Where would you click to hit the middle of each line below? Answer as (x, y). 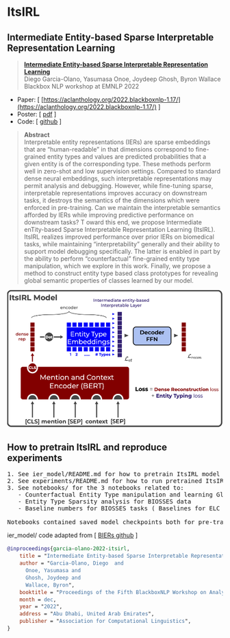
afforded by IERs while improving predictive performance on (108, 215)
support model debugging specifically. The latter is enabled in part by (122, 251)
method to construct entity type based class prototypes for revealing (121, 273)
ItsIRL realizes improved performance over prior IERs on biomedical (119, 237)
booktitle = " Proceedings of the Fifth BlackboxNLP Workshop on (113, 592)
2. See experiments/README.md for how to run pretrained (105, 481)
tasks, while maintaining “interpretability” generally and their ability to (122, 244)
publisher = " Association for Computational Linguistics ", (105, 622)
